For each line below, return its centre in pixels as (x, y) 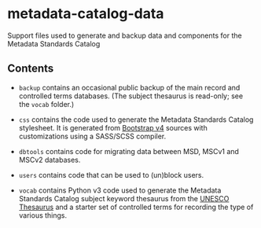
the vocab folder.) (46, 104)
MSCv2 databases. (50, 160)
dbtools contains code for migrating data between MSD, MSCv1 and (129, 151)
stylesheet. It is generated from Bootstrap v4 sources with (113, 127)
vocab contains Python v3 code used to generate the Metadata (120, 190)
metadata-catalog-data (86, 14)
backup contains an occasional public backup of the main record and (129, 87)
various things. (43, 215)
